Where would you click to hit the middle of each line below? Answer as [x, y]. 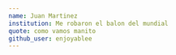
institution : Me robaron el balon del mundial [88, 23]
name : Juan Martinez [43, 16]
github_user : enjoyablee [50, 38]
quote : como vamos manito [52, 31]
